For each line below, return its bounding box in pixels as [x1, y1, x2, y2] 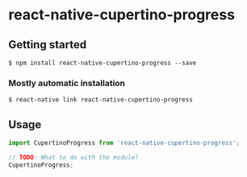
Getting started [8, 38, 87, 51]
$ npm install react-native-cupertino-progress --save [8, 59, 197, 67]
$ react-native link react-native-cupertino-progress [8, 96, 194, 104]
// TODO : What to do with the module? [8, 153, 139, 162]
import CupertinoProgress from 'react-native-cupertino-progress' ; [8, 139, 241, 147]
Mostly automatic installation [8, 77, 126, 88]
